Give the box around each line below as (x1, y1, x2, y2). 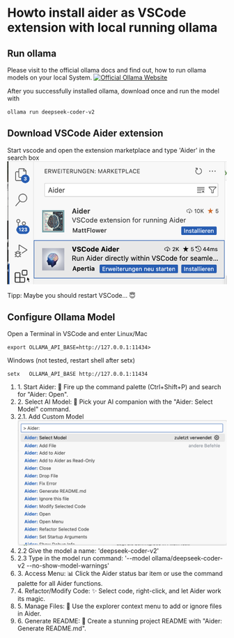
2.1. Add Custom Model (17, 413, 84, 421)
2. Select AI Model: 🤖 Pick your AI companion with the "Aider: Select (17, 397, 213, 406)
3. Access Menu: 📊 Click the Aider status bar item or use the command (17, 570, 223, 578)
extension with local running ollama (7, 20, 218, 36)
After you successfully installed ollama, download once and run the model (7, 87, 219, 95)
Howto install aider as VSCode (7, 5, 187, 21)
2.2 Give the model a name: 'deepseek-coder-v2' (17, 547, 159, 555)
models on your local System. (7, 73, 93, 82)
